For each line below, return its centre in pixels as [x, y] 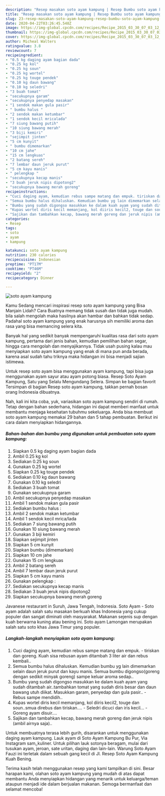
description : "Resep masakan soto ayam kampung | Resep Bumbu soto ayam [81, 10]
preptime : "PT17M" [24, 264]
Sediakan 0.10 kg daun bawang [44, 477]
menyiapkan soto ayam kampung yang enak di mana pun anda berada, [77, 351]
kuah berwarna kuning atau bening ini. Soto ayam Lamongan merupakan [79, 622]
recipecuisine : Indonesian [33, 260]
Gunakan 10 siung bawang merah [46, 529]
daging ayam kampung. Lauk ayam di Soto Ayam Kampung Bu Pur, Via [77, 738]
